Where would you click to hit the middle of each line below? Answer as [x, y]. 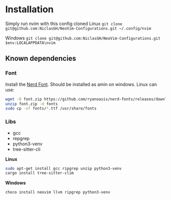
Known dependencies [41, 59]
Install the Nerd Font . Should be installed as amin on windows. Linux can [81, 84]
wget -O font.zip [24, 99]
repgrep [21, 138]
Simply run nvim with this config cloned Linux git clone [64, 24]
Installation [30, 9]
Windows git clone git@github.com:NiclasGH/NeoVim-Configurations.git [83, 38]
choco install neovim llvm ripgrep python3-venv [58, 192]
